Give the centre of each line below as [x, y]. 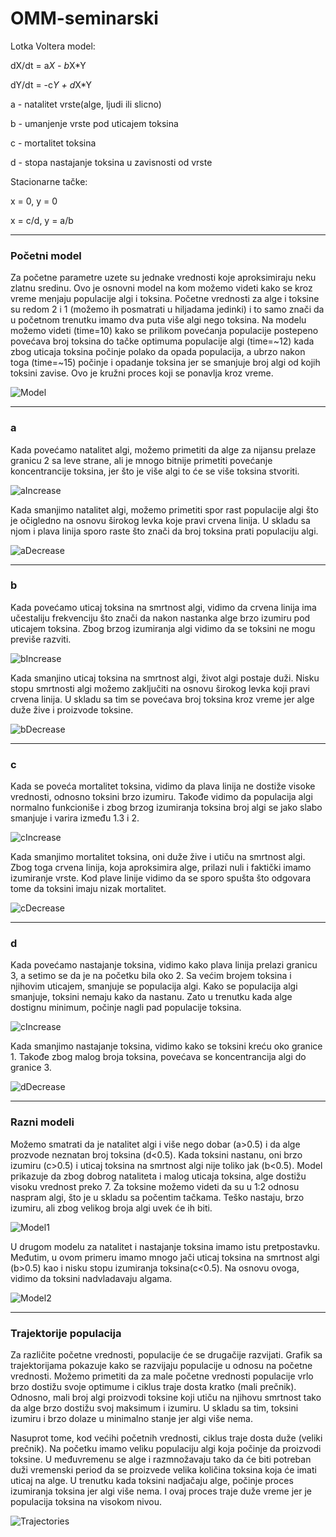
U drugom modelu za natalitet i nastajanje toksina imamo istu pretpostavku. [165, 1246]
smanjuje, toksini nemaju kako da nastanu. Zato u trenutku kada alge [151, 997]
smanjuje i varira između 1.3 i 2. [75, 818]
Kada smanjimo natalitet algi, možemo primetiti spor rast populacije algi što [164, 509]
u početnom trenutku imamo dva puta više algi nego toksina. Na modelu [158, 320]
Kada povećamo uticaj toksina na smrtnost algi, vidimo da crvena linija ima [163, 607]
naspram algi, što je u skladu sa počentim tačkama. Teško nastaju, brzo [157, 1197]
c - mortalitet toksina [53, 143]
